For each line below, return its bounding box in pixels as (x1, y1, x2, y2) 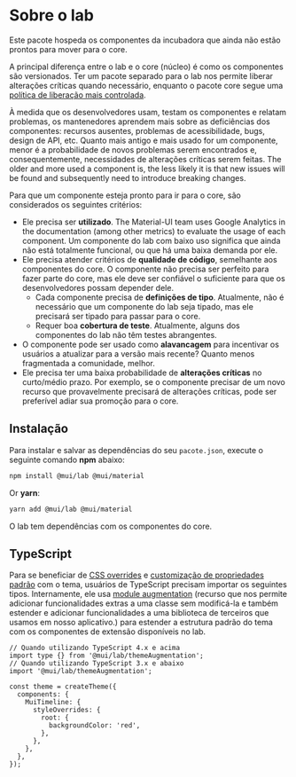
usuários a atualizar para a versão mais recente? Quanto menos (21, 348, 255, 359)
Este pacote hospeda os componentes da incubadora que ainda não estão (9, 35, 281, 45)
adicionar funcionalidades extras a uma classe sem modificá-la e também (9, 598, 279, 608)
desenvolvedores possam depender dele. (21, 282, 175, 293)
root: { (41, 713, 69, 723)
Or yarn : (9, 487, 40, 498)
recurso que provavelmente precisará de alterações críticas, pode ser (21, 386, 277, 396)
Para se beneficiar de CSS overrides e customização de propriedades (9, 569, 264, 581)
